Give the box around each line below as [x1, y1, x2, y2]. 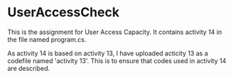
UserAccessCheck [7, 4, 119, 21]
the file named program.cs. [7, 35, 87, 43]
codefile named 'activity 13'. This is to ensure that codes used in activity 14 [7, 56, 227, 65]
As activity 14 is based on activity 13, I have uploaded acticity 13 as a [7, 49, 208, 57]
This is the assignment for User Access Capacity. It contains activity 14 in [7, 28, 222, 36]
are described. [7, 64, 50, 72]
